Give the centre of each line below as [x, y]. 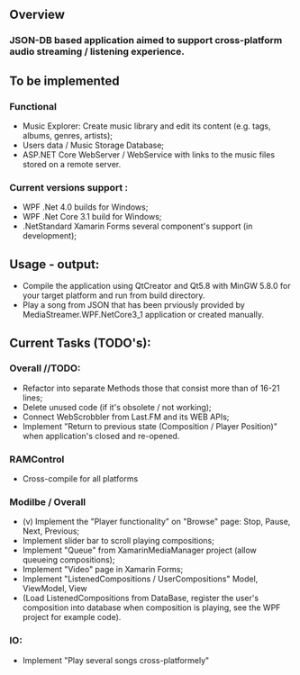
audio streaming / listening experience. [97, 51]
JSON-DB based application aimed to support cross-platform [146, 40]
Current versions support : [69, 187]
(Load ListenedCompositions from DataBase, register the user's [141, 598]
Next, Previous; [51, 531]
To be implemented [64, 81]
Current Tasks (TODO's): [80, 342]
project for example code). [72, 617]
